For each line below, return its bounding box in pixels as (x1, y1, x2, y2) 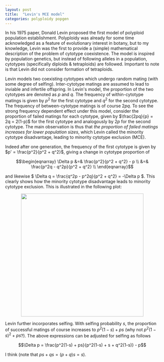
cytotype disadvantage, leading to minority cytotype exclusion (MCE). (5, 134, 146, 140)
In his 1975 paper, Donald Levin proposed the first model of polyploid (5, 30, 144, 36)
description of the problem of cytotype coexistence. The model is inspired (5, 51, 155, 57)
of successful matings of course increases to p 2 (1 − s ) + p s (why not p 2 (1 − (5, 326, 157, 332)
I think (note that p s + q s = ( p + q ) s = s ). (5, 352, 87, 358)
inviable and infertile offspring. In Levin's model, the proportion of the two (5, 87, 154, 92)
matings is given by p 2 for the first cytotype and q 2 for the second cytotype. (5, 97, 159, 104)
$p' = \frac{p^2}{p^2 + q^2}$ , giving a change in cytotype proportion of (5, 149, 150, 155)
